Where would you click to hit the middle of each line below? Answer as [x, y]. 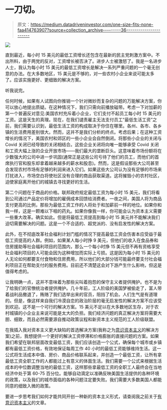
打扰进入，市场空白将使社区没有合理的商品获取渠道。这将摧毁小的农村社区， [83, 175]
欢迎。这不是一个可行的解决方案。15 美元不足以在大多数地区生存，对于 [82, 307]
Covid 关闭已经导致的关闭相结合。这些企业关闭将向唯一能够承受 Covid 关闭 [82, 144]
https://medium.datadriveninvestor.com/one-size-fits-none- [92, 24]
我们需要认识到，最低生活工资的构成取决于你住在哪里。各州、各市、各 [85, 126]
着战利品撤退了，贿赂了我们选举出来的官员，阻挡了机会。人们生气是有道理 [81, 294]
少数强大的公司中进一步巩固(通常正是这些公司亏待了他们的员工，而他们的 [80, 157]
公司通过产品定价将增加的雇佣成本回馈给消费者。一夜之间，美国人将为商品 [85, 199]
